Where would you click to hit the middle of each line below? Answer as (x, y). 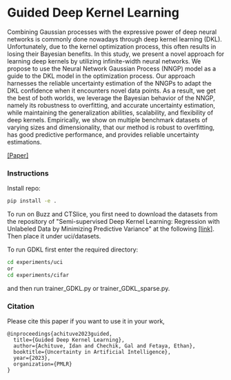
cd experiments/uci (35, 263)
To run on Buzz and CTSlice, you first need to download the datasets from (112, 214)
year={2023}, (32, 358)
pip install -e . (32, 201)
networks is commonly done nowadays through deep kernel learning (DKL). (115, 39)
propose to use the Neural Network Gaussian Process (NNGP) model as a (112, 68)
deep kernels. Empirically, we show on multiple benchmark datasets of (108, 120)
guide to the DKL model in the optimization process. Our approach (101, 76)
